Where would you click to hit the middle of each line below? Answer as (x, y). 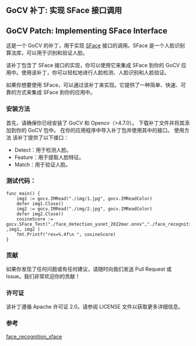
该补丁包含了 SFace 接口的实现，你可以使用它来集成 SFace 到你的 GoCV (93, 65)
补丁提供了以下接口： (43, 137)
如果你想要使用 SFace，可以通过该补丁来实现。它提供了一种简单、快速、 (93, 85)
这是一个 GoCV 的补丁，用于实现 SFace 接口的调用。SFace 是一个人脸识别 (96, 46)
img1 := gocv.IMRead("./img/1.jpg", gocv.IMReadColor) (85, 198)
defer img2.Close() (40, 214)
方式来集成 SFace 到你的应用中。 (56, 92)
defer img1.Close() (40, 203)
